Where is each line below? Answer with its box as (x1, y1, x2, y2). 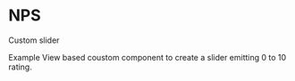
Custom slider (8, 35, 60, 45)
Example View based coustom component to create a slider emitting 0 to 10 (8, 52, 287, 62)
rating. (8, 61, 32, 72)
